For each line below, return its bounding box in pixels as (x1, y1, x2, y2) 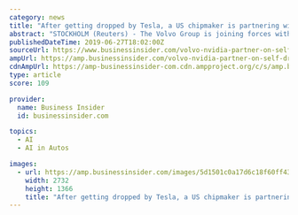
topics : (9, 127, 38, 136)
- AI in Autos (17, 143, 69, 153)
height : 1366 (25, 184, 74, 193)
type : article (9, 71, 62, 80)
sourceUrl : (9, 46, 50, 55)
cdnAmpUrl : (9, 63, 50, 72)
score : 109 (9, 79, 50, 88)
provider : (9, 95, 46, 104)
